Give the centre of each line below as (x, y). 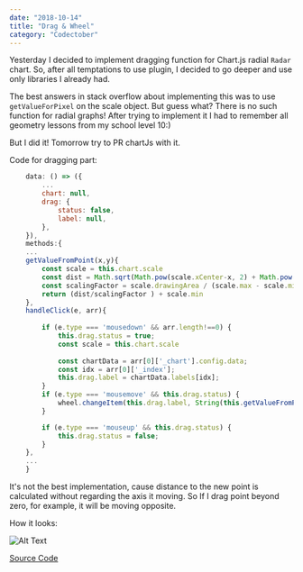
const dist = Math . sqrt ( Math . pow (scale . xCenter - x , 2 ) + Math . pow (167, 277)
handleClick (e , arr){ (66, 311)
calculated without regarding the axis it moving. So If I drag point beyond (144, 496)
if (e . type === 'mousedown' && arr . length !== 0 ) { (137, 328)
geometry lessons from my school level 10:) (90, 125)
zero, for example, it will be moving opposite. (93, 506)
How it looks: (34, 523)
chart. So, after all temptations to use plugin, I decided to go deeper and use (151, 69)
